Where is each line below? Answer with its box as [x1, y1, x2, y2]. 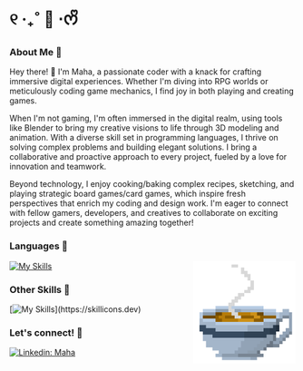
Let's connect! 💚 [9, 327, 83, 338]
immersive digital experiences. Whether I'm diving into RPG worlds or [9, 76, 269, 87]
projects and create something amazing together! [9, 217, 194, 229]
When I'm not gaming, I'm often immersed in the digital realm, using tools [9, 112, 283, 124]
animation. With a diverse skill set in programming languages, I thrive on [9, 132, 279, 143]
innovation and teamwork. [9, 161, 107, 172]
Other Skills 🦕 [9, 283, 71, 296]
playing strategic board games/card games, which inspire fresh [9, 189, 247, 200]
